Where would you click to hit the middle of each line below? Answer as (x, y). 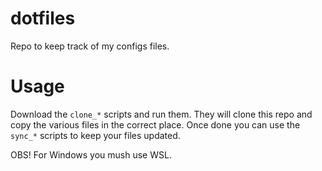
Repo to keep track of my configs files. (90, 46)
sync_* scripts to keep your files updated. (95, 135)
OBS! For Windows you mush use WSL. (91, 154)
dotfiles (43, 18)
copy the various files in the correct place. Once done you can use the (155, 124)
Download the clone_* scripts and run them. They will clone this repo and (161, 114)
